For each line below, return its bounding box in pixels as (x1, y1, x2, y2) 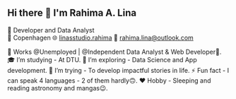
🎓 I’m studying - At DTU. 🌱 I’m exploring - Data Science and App (7, 55, 197, 64)
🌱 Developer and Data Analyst (7, 25, 95, 34)
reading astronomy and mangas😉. (7, 83, 108, 92)
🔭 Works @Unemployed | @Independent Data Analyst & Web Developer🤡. (7, 47, 222, 56)
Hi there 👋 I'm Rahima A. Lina (7, 7, 136, 19)
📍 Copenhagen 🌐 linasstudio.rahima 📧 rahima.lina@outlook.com (7, 33, 194, 42)
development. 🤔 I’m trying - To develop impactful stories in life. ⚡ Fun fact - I (7, 66, 230, 74)
